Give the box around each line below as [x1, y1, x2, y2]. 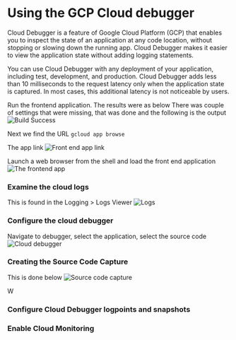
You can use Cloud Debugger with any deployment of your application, [7, 64, 214, 73]
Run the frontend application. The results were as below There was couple [7, 100, 225, 109]
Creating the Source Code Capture [7, 257, 129, 266]
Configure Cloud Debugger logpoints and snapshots [7, 304, 191, 314]
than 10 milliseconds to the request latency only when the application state [7, 79, 225, 88]
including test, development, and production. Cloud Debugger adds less [7, 72, 217, 81]
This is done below [7, 273, 62, 281]
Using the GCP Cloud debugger [7, 5, 195, 21]
